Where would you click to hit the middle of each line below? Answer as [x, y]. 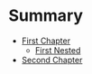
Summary [46, 16]
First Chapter [46, 41]
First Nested [58, 50]
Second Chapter [52, 60]
